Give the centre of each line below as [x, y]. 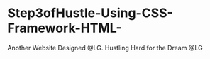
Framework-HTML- [65, 28]
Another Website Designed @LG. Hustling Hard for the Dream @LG [105, 48]
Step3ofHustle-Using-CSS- [90, 13]
